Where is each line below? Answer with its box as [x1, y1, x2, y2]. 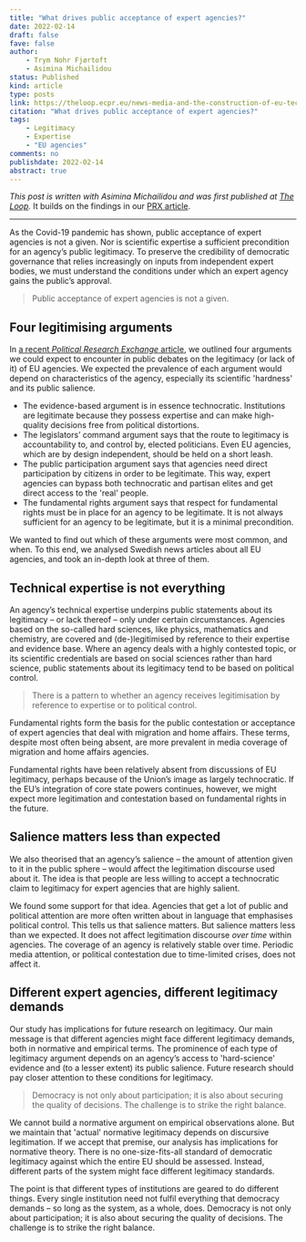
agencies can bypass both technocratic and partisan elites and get [22, 478, 273, 489]
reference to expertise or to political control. [31, 700, 198, 710]
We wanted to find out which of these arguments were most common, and [9, 535, 289, 546]
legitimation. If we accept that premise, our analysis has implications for [9, 1136, 279, 1147]
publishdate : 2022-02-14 [9, 157, 104, 167]
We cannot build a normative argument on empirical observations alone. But [9, 1117, 295, 1128]
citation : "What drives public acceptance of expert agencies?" [9, 107, 259, 116]
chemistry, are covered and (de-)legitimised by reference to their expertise [9, 633, 290, 644]
